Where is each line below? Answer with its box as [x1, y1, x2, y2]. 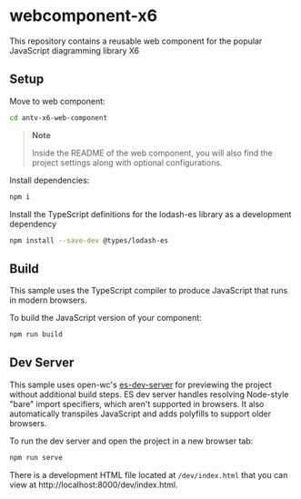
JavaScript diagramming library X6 [9, 45, 139, 55]
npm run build [9, 330, 64, 339]
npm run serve [9, 453, 64, 462]
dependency [9, 218, 57, 229]
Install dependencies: [9, 175, 90, 185]
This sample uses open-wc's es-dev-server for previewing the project [9, 379, 273, 390]
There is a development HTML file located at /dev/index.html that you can [9, 469, 288, 480]
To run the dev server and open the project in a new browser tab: [9, 435, 254, 446]
